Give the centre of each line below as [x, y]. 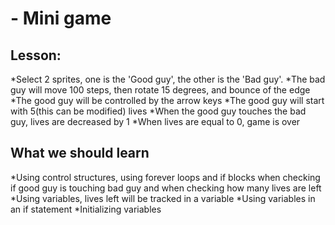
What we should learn [80, 153]
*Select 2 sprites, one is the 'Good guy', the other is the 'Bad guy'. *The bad [168, 79]
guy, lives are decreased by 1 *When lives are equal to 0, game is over [155, 121]
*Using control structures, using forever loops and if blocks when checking [165, 177]
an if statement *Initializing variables [86, 209]
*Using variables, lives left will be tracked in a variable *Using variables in [163, 198]
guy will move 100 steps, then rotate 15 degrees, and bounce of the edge [160, 90]
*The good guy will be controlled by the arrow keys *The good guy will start [167, 100]
